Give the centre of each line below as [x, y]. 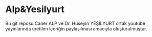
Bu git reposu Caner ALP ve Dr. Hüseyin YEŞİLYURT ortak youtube [75, 23]
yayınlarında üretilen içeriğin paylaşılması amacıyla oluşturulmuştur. [76, 28]
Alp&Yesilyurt [35, 9]
